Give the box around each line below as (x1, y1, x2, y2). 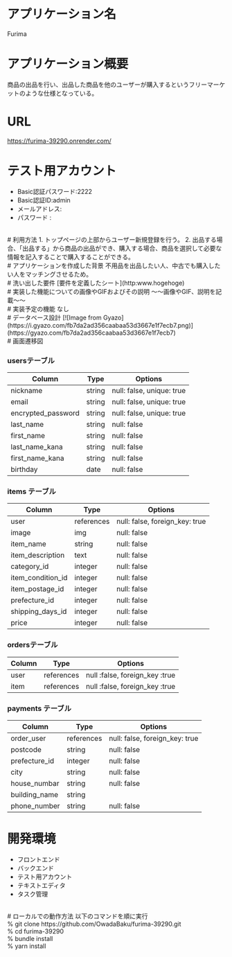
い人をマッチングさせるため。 (7, 270, 92, 278)
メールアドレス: (17, 204, 62, 213)
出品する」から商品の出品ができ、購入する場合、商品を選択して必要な (21, 244, 222, 252)
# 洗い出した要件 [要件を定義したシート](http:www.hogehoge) (7, 279, 185, 287)
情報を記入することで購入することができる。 (7, 252, 135, 261)
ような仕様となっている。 (25, 89, 98, 97)
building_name (10, 789, 59, 799)
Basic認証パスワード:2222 (17, 187, 92, 195)
